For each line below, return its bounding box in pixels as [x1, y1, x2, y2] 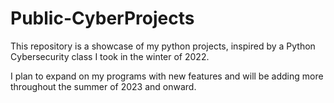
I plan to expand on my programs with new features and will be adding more [10, 70, 324, 82]
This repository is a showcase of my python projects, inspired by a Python [10, 40, 316, 52]
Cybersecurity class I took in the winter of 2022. [10, 50, 210, 62]
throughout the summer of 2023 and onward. [10, 80, 197, 92]
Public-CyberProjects [10, 7, 195, 30]
